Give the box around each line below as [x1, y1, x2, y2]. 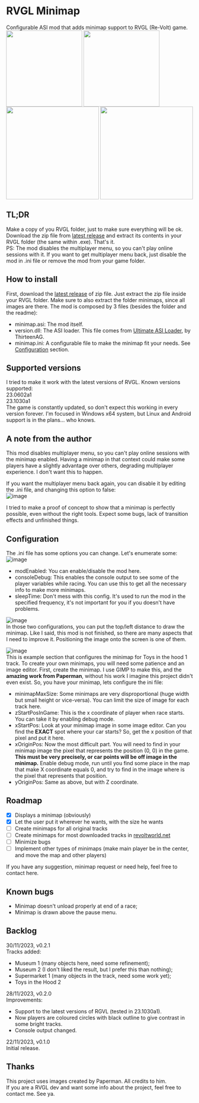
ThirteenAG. [14, 333, 44, 340]
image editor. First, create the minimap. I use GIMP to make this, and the [6, 666, 182, 673]
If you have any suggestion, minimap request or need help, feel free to [6, 863, 178, 870]
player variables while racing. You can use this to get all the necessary [14, 580, 187, 587]
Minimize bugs [14, 838, 51, 845]
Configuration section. [14, 346, 70, 353]
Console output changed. [14, 1026, 77, 1034]
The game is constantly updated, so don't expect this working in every [6, 404, 178, 411]
